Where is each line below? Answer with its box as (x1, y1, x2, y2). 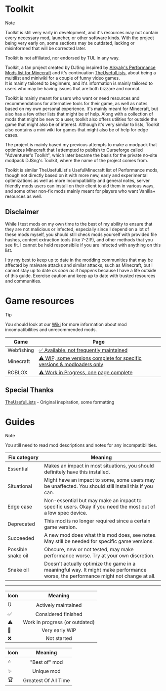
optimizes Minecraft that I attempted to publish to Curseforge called (5, 147, 143, 153)
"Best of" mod (30, 658, 63, 665)
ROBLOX (7, 369, 28, 376)
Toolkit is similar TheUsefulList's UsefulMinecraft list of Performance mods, (5, 167, 159, 173)
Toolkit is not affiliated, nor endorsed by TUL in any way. (5, 55, 120, 60)
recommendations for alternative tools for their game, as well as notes (5, 100, 148, 106)
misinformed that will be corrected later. (5, 45, 86, 51)
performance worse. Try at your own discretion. (44, 552, 155, 559)
